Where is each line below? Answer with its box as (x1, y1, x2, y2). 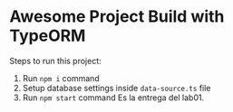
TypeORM (9, 25, 86, 46)
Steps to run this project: (9, 55, 102, 66)
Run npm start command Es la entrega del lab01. (22, 92, 205, 103)
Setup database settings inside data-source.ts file (22, 82, 211, 93)
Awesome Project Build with (9, 6, 225, 27)
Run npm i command (22, 72, 100, 83)
